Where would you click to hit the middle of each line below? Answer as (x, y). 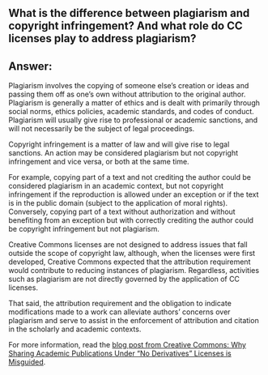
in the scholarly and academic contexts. (75, 329)
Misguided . (27, 362)
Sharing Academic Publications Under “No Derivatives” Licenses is (120, 354)
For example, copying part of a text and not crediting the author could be (130, 177)
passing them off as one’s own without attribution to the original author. (127, 94)
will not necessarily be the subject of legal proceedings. (102, 129)
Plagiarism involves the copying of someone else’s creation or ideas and (129, 86)
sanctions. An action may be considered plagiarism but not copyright (123, 153)
